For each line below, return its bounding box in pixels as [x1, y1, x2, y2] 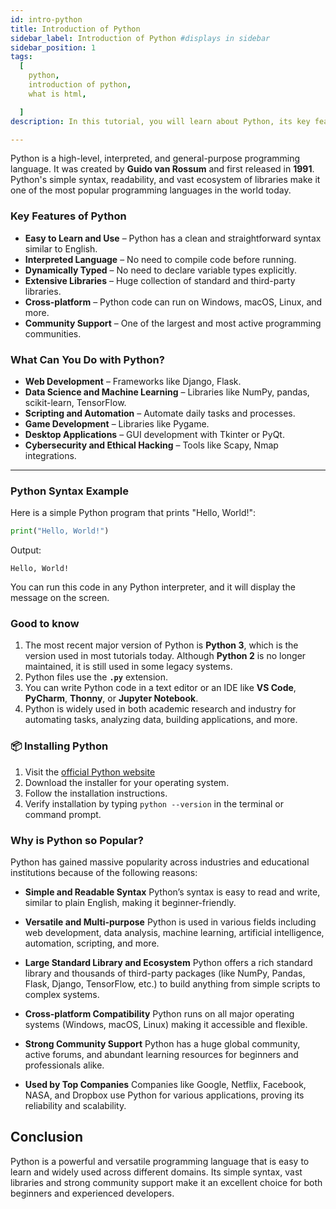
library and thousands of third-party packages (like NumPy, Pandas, [24, 967, 306, 980]
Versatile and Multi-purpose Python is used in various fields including [24, 916, 317, 928]
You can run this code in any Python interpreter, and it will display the [10, 581, 296, 593]
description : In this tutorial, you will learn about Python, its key [10, 116, 311, 126]
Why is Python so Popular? [10, 833, 144, 847]
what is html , [28, 89, 87, 99]
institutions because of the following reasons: [10, 867, 198, 879]
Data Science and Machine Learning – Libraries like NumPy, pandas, [24, 386, 310, 398]
